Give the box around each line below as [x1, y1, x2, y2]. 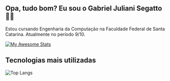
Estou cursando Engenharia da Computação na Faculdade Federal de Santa [5, 26, 165, 32]
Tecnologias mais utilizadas [5, 56, 96, 65]
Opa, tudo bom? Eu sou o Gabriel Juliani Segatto [5, 4, 162, 13]
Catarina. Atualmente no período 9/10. [5, 31, 86, 37]
